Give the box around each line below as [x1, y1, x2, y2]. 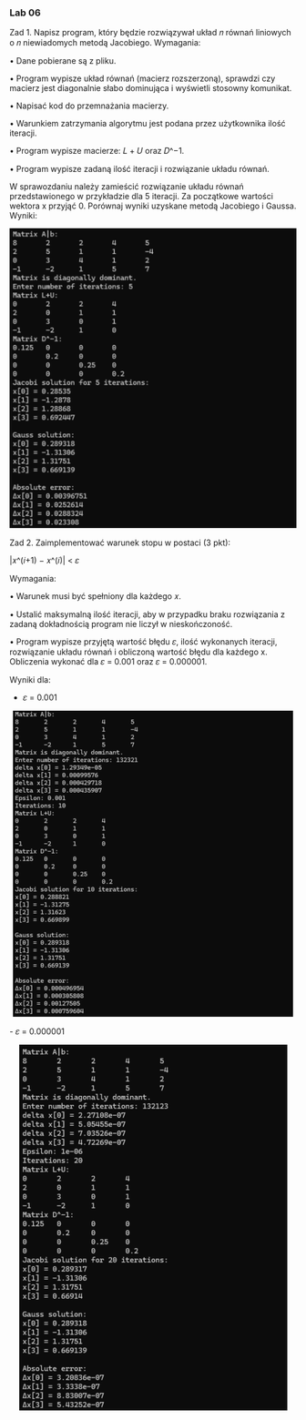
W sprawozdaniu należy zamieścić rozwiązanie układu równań [9, 181, 244, 192]
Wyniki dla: [9, 674, 52, 685]
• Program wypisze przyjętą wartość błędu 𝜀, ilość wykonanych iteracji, [9, 636, 278, 647]
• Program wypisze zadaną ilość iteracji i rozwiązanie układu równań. [9, 164, 270, 175]
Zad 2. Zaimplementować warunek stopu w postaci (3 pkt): [9, 537, 230, 548]
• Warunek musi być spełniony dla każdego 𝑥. [9, 591, 182, 602]
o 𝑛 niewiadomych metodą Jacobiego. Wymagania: [9, 37, 201, 48]
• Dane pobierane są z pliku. [9, 56, 117, 66]
